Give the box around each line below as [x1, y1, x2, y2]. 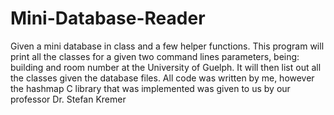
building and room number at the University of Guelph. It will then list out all [10, 61, 322, 73]
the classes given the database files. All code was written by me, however [10, 72, 315, 84]
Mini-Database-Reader [10, 7, 206, 30]
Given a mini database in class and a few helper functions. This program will [10, 40, 325, 52]
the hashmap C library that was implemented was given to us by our [10, 82, 291, 94]
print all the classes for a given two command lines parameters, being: [10, 50, 300, 62]
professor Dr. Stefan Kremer [10, 93, 127, 105]
